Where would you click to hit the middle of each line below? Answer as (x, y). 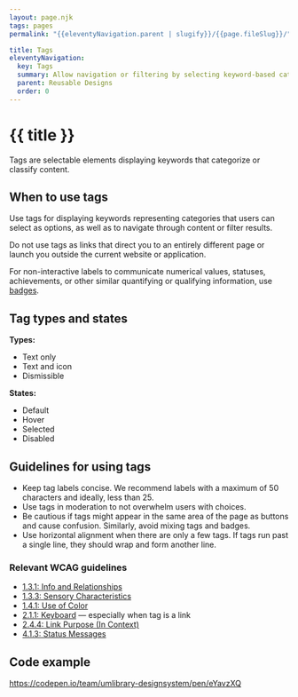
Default (35, 410)
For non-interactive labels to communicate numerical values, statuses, (137, 272)
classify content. (39, 169)
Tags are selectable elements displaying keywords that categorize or (135, 160)
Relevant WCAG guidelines (68, 567)
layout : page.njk (41, 17)
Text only (39, 357)
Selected (38, 429)
